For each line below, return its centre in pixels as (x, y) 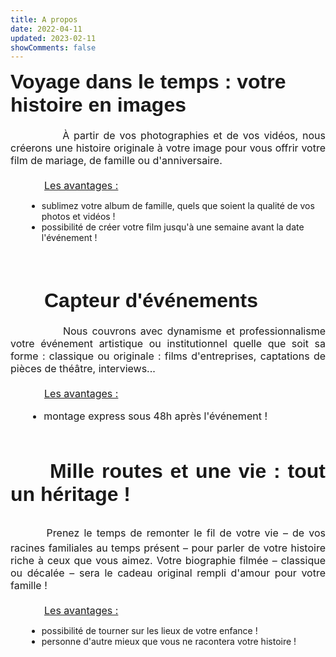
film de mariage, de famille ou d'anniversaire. (116, 161)
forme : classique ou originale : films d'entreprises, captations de (168, 356)
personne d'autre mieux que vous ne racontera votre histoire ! (169, 642)
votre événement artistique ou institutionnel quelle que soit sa (168, 344)
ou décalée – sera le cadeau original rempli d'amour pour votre (168, 573)
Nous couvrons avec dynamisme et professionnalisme (194, 331)
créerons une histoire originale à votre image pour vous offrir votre (168, 148)
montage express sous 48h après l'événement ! (155, 416)
